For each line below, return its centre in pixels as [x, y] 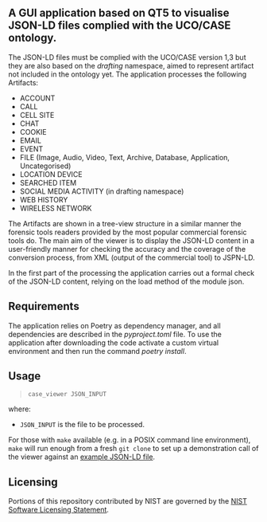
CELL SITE [37, 115]
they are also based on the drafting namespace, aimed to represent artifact [131, 65]
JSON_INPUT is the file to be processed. [82, 425]
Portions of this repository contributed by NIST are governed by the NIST [128, 501]
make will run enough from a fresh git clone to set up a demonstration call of [133, 449]
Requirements [44, 306]
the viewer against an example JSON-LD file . [82, 457]
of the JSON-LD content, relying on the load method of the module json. [126, 281]
